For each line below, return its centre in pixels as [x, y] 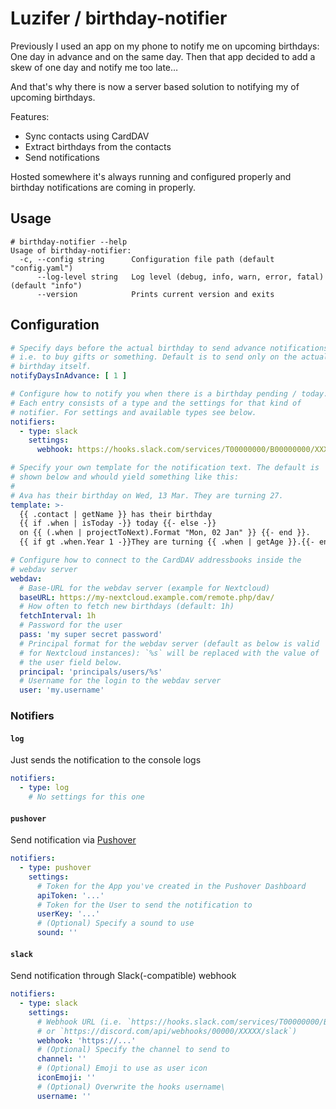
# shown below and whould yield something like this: [125, 477]
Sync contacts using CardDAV [87, 136]
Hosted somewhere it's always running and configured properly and [151, 176]
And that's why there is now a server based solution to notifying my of [155, 86]
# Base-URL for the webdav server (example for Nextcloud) [145, 588]
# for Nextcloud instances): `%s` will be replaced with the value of [169, 653]
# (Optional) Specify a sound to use [115, 923]
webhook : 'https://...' [86, 1040]
